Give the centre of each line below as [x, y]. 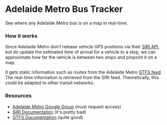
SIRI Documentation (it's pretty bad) [49, 112]
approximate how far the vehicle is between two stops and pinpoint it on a [81, 57]
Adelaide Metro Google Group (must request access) [67, 107]
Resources [18, 96]
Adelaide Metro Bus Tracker [64, 9]
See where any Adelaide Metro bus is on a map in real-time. [67, 23]
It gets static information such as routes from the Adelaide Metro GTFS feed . [83, 72]
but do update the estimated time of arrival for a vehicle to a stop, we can [81, 52]
